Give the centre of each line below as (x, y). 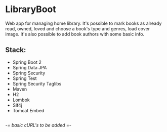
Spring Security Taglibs (37, 83)
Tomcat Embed (28, 110)
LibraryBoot (31, 9)
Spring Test (25, 78)
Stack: (16, 50)
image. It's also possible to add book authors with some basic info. (75, 34)
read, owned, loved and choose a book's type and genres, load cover (78, 28)
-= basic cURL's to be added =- (38, 125)
